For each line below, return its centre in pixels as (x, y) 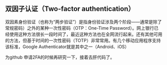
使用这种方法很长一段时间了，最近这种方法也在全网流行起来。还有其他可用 (86, 34)
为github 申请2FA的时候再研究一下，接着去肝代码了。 (60, 57)
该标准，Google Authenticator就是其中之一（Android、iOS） (67, 47)
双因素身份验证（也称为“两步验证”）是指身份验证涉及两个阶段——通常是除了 (83, 22)
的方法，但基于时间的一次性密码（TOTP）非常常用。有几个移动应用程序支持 (83, 40)
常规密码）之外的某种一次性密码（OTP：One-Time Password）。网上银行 (80, 28)
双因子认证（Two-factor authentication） (70, 9)
